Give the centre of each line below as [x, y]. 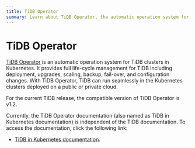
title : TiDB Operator [32, 11]
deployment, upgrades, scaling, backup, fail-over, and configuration [88, 74]
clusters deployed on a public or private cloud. [62, 87]
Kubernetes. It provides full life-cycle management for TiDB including [89, 68]
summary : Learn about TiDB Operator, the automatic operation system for [98, 17]
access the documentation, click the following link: [67, 128]
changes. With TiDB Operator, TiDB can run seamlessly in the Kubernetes [94, 81]
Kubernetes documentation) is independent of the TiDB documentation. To [96, 122]
